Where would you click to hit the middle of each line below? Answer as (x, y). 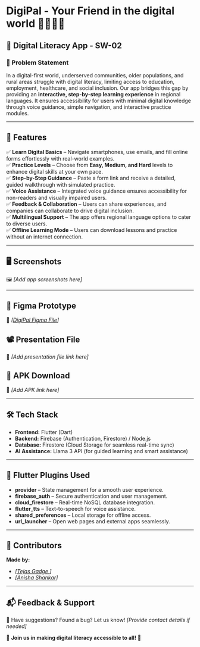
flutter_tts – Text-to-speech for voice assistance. (75, 508)
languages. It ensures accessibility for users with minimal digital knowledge (99, 100)
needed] (16, 626)
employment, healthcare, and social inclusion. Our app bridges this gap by (97, 88)
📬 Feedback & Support (51, 603)
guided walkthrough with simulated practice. (61, 184)
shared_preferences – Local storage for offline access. (83, 515)
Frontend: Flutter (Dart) (44, 432)
